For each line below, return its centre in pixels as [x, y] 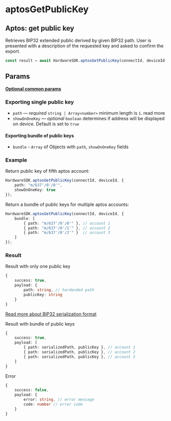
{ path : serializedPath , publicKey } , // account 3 [80, 357]
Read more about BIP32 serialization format [51, 314]
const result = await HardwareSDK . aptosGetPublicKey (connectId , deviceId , [86, 61]
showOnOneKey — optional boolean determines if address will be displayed [89, 118]
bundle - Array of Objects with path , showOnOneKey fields [70, 147]
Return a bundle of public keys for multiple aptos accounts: [67, 204]
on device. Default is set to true [46, 124]
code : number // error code [53, 404]
